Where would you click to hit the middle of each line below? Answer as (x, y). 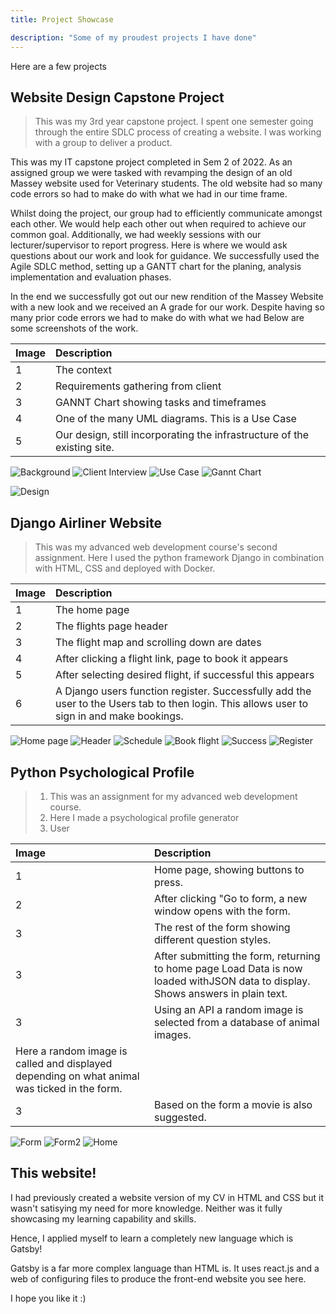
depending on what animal (77, 1076)
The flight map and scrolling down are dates (158, 643)
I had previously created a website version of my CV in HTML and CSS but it (167, 1197)
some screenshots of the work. (74, 328)
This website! (53, 1173)
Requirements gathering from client (138, 386)
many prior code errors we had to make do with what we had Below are (157, 318)
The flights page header (111, 626)
